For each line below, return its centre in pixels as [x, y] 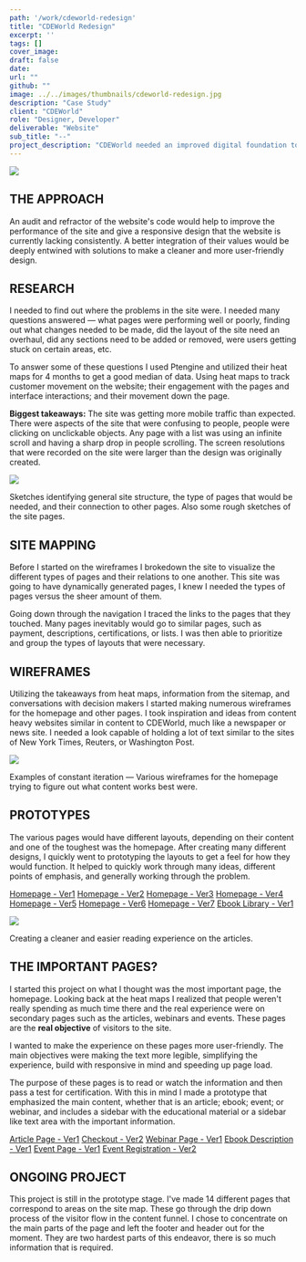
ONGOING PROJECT [68, 1178]
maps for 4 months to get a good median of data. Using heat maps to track [150, 377]
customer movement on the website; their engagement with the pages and [149, 386]
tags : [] [26, 43]
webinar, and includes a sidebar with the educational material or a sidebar [148, 1111]
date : [20, 69]
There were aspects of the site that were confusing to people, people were [149, 423]
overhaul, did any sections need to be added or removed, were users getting [153, 339]
